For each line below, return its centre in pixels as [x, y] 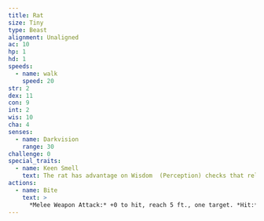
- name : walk [37, 74]
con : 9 [19, 103]
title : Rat [26, 15]
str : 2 [19, 88]
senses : [21, 132]
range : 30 [38, 147]
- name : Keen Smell [47, 168]
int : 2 [19, 110]
